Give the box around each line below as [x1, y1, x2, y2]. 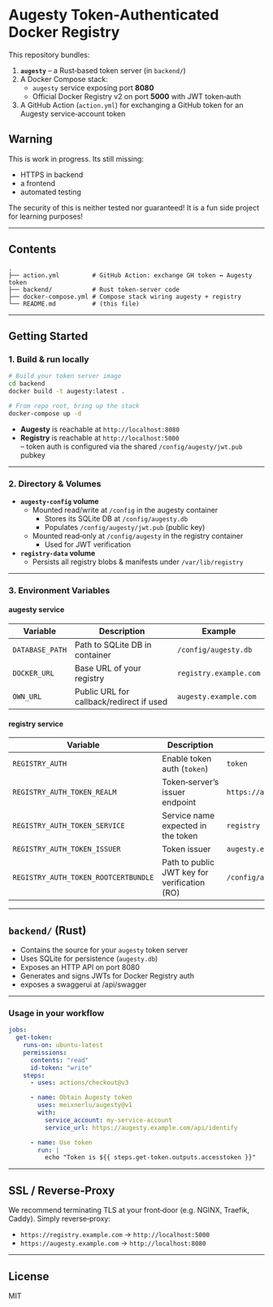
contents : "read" [29, 1056, 89, 1064]
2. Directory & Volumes [8, 478, 102, 489]
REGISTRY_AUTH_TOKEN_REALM [12, 788, 117, 797]
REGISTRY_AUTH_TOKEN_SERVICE [12, 821, 125, 831]
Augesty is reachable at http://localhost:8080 [19, 424, 180, 434]
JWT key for [162, 867, 209, 879]
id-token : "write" [29, 1063, 93, 1072]
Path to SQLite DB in [74, 640, 152, 651]
